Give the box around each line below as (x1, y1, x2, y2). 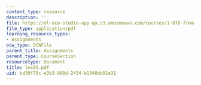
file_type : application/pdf (6, 25, 77, 32)
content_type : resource (6, 8, 66, 15)
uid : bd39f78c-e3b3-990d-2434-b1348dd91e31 (6, 70, 117, 76)
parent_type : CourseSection (6, 53, 77, 59)
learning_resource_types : (6, 31, 71, 37)
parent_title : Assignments (6, 48, 74, 54)
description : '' (6, 14, 47, 20)
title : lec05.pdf (6, 64, 50, 71)
